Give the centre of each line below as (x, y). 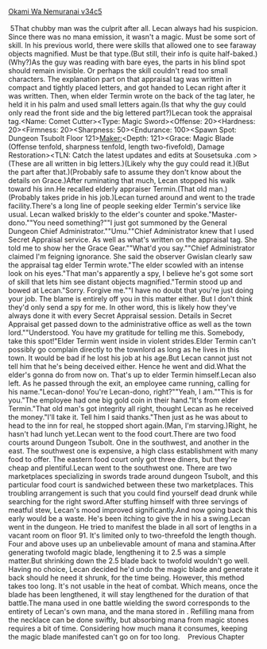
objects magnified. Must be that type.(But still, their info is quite (112, 54)
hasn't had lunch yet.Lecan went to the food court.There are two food (122, 434)
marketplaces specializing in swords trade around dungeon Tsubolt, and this (133, 476)
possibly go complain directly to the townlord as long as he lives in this (124, 350)
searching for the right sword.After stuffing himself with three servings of (128, 501)
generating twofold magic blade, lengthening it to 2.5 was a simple (117, 552)
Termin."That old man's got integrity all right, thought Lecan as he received (131, 408)
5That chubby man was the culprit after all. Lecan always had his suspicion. (134, 28)
